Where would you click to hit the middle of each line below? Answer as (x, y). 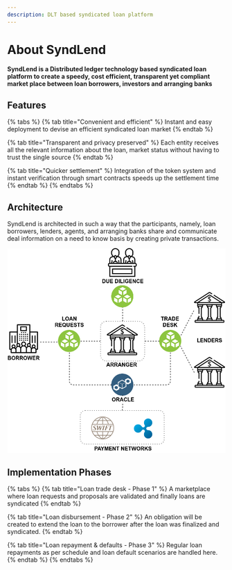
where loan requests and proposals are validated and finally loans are (106, 496)
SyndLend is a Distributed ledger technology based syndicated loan (107, 68)
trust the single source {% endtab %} (60, 157)
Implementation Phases (60, 472)
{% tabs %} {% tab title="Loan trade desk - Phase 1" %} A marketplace (109, 489)
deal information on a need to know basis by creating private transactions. (113, 239)
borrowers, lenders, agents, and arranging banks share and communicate (112, 231)
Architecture (35, 207)
